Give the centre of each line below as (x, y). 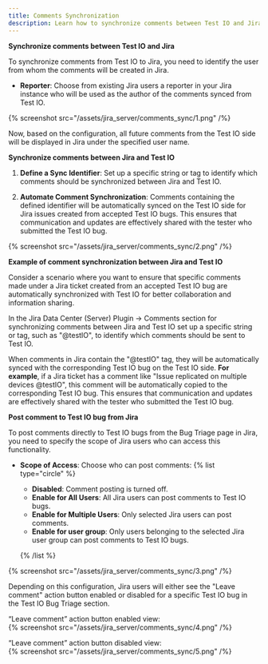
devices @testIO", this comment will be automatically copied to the (118, 384)
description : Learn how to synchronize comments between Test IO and (126, 23)
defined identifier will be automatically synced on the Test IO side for (133, 205)
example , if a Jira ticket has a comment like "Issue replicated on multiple (128, 376)
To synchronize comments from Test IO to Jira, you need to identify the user (134, 62)
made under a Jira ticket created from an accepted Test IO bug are (118, 285)
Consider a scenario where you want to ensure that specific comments (125, 277)
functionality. (30, 449)
